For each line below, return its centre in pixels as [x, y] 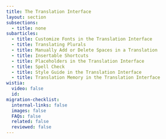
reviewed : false [31, 127]
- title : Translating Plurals [49, 45]
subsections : [22, 22]
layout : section [26, 17]
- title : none [29, 28]
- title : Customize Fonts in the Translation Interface [82, 39]
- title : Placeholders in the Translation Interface [78, 61]
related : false [30, 122]
